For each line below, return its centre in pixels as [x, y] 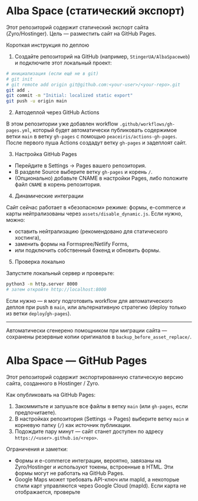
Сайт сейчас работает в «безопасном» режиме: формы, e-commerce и [96, 208]
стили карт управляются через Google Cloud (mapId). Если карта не [100, 486]
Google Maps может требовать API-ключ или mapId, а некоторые [97, 479]
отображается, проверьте [47, 492]
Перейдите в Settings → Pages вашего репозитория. [80, 166]
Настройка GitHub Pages [46, 154]
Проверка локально [40, 262]
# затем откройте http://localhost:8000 [57, 290]
